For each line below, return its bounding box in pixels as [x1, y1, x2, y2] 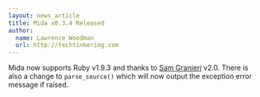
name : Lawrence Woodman [15, 33, 94, 42]
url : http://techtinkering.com [15, 41, 119, 49]
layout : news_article [8, 11, 80, 20]
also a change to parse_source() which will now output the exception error [8, 72, 252, 81]
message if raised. [8, 80, 69, 90]
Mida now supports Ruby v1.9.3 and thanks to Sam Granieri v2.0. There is [8, 63, 249, 72]
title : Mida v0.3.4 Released [8, 19, 105, 27]
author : [8, 26, 34, 34]
